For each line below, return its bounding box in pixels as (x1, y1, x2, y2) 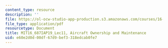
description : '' (5, 12, 39, 17)
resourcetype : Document (5, 26, 55, 31)
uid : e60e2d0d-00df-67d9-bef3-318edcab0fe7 (5, 35, 97, 40)
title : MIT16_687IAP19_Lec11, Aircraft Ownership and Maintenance (5, 30, 146, 35)
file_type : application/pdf (5, 21, 64, 26)
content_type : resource (5, 7, 55, 12)
